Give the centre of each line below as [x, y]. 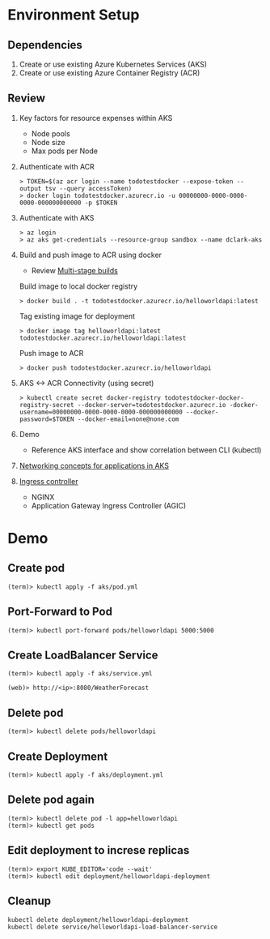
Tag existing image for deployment [77, 316]
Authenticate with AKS [57, 217]
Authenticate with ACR [57, 166]
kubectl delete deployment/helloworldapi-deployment [98, 920]
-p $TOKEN [101, 203]
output [30, 188]
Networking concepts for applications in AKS [94, 465]
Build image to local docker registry [78, 286]
